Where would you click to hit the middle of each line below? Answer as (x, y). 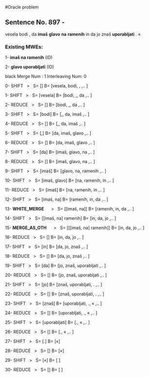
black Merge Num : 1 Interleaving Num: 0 (46, 76)
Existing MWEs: (24, 47)
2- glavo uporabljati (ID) (30, 67)
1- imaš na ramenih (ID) (29, 58)
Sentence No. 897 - (35, 22)
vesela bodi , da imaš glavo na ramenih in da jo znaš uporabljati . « (73, 34)
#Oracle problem (22, 7)
